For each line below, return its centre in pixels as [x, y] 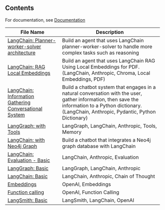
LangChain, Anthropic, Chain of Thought [109, 176]
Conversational [25, 109]
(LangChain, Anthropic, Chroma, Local [106, 73]
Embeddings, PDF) [84, 79]
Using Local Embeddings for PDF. [101, 67]
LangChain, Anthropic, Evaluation [100, 157]
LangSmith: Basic [27, 200]
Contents [20, 8]
